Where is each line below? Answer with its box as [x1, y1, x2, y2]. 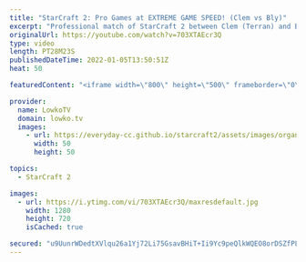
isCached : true [25, 223, 84, 232]
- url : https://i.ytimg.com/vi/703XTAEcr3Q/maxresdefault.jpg [17, 197, 259, 207]
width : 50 [33, 139, 71, 148]
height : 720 [25, 215, 71, 224]
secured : [9, 239, 43, 248]
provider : [9, 96, 47, 106]
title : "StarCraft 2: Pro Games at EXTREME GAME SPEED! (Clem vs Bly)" [9, 13, 287, 23]
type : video [9, 38, 55, 48]
